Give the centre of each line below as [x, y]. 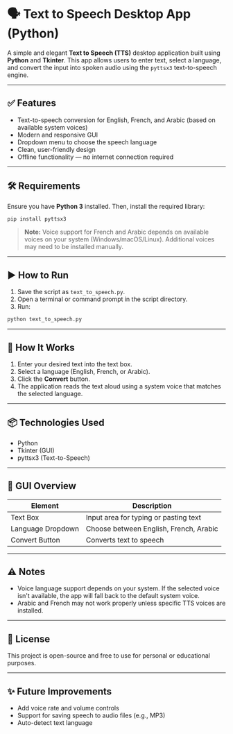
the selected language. [50, 393]
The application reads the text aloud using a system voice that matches [119, 386]
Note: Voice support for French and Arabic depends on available [116, 232]
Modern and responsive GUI [58, 135]
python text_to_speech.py [44, 319]
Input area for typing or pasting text [144, 517]
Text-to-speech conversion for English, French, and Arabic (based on [116, 120]
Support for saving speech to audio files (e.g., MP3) [91, 715]
